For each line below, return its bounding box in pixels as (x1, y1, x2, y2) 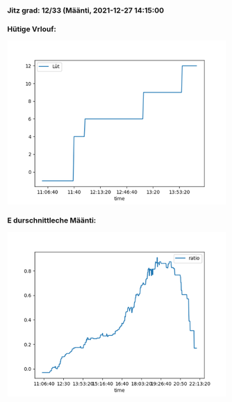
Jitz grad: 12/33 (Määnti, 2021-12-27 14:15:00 (7, 6, 165, 15)
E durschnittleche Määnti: (7, 216, 97, 225)
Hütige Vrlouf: (7, 24, 57, 33)
